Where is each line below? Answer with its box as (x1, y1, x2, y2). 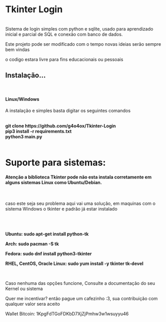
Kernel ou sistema (5, 286, 43, 292)
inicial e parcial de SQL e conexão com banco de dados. (5, 31, 123, 37)
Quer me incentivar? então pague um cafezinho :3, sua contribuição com (5, 296, 158, 302)
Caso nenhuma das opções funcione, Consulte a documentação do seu (5, 280, 155, 286)
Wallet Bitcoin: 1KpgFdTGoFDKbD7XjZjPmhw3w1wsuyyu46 (5, 311, 129, 317)
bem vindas (5, 46, 30, 52)
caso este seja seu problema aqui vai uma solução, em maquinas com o (5, 200, 156, 207)
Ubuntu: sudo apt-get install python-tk (5, 231, 89, 237)
